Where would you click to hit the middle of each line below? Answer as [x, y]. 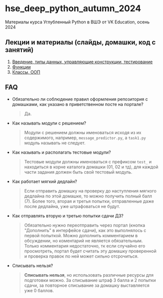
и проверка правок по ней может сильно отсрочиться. [81, 256]
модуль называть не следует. [55, 143]
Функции [21, 67]
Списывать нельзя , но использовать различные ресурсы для [89, 275]
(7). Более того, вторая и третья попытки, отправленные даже [89, 201]
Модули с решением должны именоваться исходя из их [83, 132]
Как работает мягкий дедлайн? [45, 181]
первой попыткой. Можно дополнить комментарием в [81, 235]
